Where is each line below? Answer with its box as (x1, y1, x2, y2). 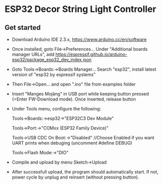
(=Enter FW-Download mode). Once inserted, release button (11, 96, 136, 102)
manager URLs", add (11, 51, 55, 57)
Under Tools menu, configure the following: (11, 106, 101, 111)
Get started (4, 23, 41, 32)
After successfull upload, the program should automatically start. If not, (11, 169, 159, 175)
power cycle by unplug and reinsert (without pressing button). (11, 174, 139, 180)
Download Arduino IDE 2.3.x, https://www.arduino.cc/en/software (11, 36, 147, 42)
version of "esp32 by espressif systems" (11, 72, 96, 78)
